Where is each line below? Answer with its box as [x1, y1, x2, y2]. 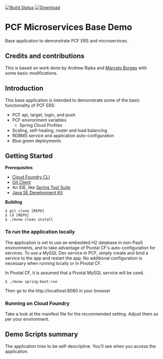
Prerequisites [5, 165, 33, 171]
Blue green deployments [12, 138, 62, 143]
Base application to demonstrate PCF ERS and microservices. [5, 38, 128, 43]
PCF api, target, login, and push [12, 112, 75, 118]
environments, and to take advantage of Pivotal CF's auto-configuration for [5, 244, 156, 251]
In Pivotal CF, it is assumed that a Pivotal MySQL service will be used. [5, 270, 145, 276]
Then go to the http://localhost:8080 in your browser [5, 288, 111, 294]
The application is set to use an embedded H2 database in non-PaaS [5, 239, 143, 245]
